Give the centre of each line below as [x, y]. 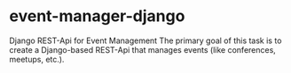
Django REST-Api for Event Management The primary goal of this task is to [145, 40]
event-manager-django [97, 16]
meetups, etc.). [37, 59]
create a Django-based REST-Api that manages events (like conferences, [143, 49]
